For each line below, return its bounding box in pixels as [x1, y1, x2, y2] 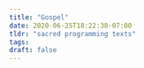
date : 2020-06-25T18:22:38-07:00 [9, 21, 133, 30]
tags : [9, 37, 29, 47]
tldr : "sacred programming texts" [9, 29, 137, 38]
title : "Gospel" [9, 12, 69, 22]
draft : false [9, 46, 57, 55]
